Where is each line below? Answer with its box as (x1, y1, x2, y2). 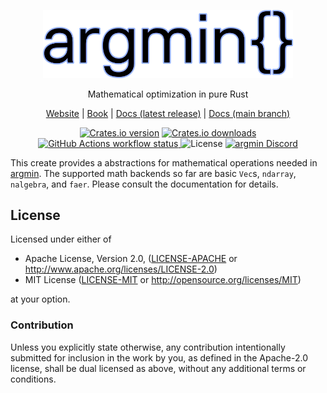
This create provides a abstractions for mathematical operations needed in (10, 156, 318, 169)
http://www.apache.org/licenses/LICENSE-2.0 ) (24, 263, 218, 275)
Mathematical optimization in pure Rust (87, 88, 249, 100)
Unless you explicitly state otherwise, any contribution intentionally (10, 341, 286, 353)
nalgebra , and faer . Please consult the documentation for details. (10, 178, 279, 190)
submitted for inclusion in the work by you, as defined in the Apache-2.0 (10, 351, 308, 364)
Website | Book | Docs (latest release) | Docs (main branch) (45, 107, 291, 119)
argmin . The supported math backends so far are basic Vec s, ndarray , (10, 167, 297, 179)
